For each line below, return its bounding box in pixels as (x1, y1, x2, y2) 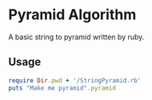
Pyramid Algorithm (8, 6, 137, 24)
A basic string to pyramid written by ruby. (8, 32, 145, 42)
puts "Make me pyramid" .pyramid (8, 84, 116, 92)
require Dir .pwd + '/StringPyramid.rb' (8, 76, 142, 85)
